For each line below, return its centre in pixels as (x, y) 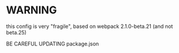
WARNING (31, 10)
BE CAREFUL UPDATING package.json (53, 44)
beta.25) (16, 32)
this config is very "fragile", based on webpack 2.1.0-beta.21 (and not (89, 26)
